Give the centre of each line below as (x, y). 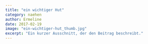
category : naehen (23, 15)
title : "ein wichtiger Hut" (35, 10)
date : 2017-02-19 (23, 24)
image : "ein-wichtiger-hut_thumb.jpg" (46, 29)
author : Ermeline (23, 19)
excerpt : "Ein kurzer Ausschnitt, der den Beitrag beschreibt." (74, 33)
